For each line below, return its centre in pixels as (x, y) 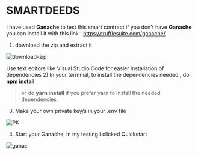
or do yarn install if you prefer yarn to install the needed (91, 93)
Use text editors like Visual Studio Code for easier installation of (85, 68)
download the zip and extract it (53, 45)
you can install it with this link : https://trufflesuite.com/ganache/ (86, 33)
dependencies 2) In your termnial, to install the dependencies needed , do (98, 74)
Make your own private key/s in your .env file (70, 111)
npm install (20, 81)
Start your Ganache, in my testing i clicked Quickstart (81, 134)
